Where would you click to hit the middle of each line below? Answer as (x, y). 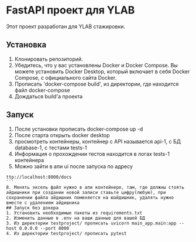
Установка (26, 45)
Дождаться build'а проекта (49, 96)
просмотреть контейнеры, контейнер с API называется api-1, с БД (98, 141)
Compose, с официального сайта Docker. (66, 77)
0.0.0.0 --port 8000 (44, 228)
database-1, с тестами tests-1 (51, 148)
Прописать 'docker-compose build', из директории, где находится (97, 84)
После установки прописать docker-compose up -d (79, 129)
